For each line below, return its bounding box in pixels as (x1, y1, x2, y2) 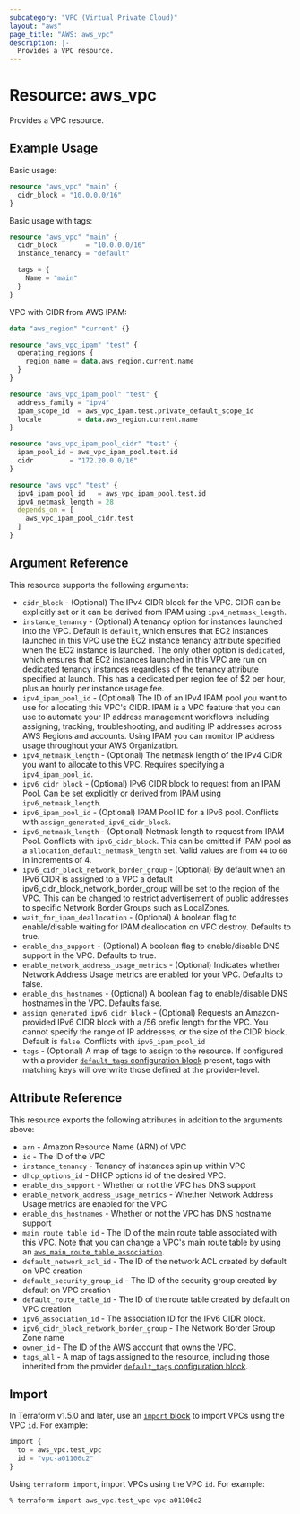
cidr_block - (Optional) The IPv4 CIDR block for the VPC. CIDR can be (21, 596, 282, 607)
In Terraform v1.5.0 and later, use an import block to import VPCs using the (9, 1411, 285, 1422)
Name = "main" (25, 274, 78, 283)
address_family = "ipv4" (17, 398, 110, 407)
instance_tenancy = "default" (17, 249, 130, 259)
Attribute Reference (9, 1090, 123, 1105)
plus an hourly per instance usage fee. (21, 682, 165, 693)
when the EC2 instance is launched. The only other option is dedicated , (21, 644, 286, 656)
